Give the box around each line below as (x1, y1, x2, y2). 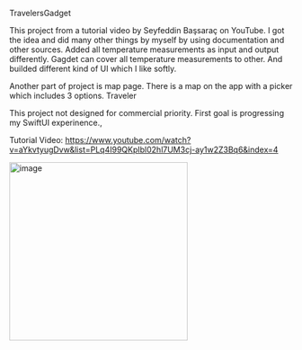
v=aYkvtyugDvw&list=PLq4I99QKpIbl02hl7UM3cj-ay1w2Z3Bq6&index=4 (9, 144, 279, 155)
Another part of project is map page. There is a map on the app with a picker (9, 81, 293, 91)
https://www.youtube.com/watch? (65, 135, 191, 145)
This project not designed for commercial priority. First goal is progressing (9, 108, 285, 118)
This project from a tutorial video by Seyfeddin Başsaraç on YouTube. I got (9, 25, 285, 35)
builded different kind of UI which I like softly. (9, 63, 177, 74)
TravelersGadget (9, 8, 72, 18)
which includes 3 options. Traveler (9, 90, 138, 101)
